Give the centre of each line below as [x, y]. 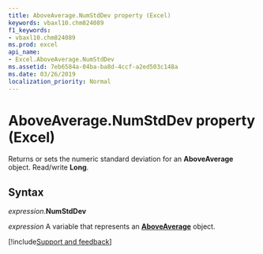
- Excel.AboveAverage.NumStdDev [61, 60]
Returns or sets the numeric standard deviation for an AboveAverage [121, 159]
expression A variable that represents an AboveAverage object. [112, 226]
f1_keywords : [30, 30]
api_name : [24, 52]
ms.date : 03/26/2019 [42, 74]
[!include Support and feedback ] [60, 242]
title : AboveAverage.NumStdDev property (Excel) [90, 15]
